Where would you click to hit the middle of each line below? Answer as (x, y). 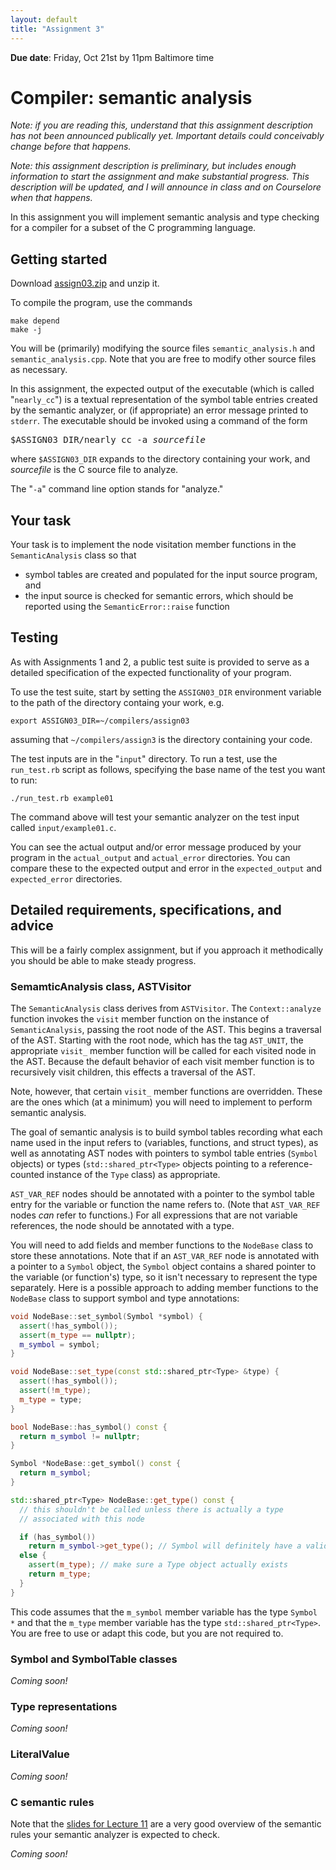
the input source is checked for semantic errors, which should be (159, 596)
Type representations (64, 1706)
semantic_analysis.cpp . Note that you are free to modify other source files (163, 359)
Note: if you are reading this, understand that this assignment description (162, 125)
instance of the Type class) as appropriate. (133, 1174)
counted (27, 1174)
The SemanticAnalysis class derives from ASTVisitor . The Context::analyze (166, 1008)
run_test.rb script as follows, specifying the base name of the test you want (168, 769)
